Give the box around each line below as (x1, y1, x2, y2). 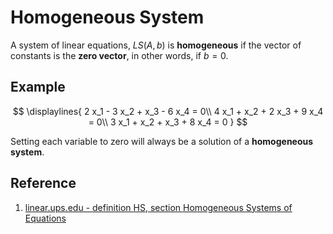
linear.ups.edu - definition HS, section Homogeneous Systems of (24, 201, 293, 213)
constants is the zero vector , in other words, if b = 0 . (10, 49, 229, 61)
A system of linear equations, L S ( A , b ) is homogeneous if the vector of (10, 39, 302, 51)
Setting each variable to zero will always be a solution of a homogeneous (10, 135, 314, 147)
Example (10, 79, 66, 96)
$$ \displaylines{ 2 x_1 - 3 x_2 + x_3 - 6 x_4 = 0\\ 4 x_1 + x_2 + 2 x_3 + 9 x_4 (12, 105, 324, 117)
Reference (10, 175, 77, 192)
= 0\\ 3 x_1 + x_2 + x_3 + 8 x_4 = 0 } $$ (88, 116, 248, 128)
